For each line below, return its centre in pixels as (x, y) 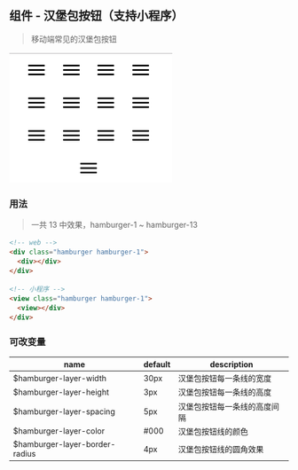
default (157, 364)
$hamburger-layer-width (60, 378)
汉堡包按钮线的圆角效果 (221, 450)
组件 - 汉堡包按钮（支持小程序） (96, 16)
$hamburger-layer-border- (64, 444)
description (231, 364)
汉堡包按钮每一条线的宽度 (225, 379)
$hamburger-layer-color (59, 431)
